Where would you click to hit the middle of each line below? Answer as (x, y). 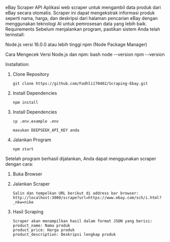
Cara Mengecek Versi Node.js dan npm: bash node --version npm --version (85, 54)
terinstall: (15, 35)
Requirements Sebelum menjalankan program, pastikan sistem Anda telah (83, 29)
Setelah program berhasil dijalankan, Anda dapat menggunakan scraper (81, 159)
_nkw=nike (23, 202)
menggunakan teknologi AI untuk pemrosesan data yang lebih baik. (76, 24)
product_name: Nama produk (41, 226)
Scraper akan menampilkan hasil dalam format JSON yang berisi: (82, 221)
